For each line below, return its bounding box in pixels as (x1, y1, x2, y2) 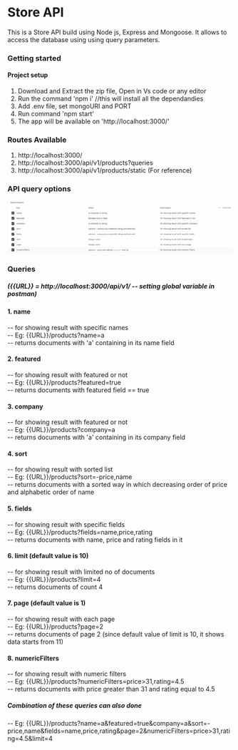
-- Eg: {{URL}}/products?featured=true (7, 378, 122, 386)
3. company (7, 402, 43, 411)
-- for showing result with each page (7, 615, 115, 623)
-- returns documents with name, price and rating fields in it (7, 535, 183, 544)
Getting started (7, 53, 62, 63)
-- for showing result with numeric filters (7, 669, 127, 678)
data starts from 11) (7, 637, 64, 646)
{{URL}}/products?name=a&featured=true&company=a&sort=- (26, 719, 211, 728)
